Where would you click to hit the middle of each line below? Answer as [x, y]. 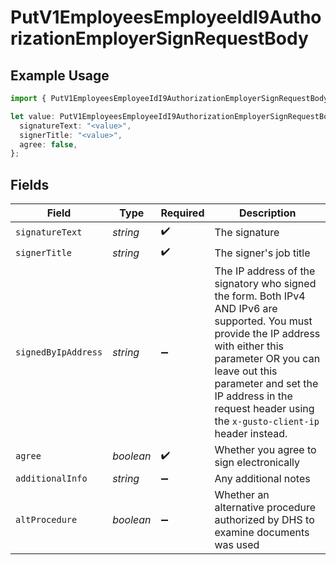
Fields [30, 184]
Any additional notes [262, 479]
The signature [247, 232]
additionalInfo [51, 479]
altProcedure [46, 520]
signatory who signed [265, 284]
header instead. [251, 434]
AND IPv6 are [246, 309]
